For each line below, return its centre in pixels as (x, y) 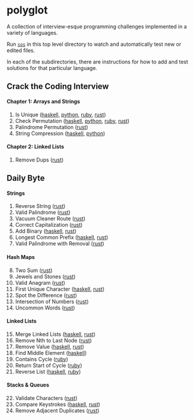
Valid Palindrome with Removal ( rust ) (59, 244)
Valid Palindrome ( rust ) (43, 213)
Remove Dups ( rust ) (39, 160)
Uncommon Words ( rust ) (45, 308)
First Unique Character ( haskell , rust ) (60, 289)
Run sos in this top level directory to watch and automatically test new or (94, 44)
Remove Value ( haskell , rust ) (50, 347)
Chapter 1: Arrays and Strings (43, 101)
